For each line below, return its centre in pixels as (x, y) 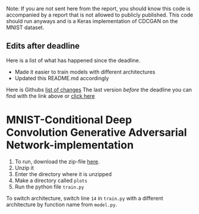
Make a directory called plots (51, 180)
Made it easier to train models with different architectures (85, 72)
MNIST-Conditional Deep (69, 120)
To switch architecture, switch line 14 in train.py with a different (85, 198)
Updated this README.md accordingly (62, 78)
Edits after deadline (43, 46)
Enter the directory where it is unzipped (63, 174)
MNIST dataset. (25, 27)
